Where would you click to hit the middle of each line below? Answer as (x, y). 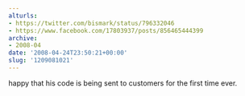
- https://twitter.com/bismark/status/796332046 (91, 23)
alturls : (23, 16)
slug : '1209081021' (41, 61)
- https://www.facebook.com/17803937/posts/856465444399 (106, 30)
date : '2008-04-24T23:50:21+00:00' (68, 53)
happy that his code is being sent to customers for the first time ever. (123, 83)
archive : (23, 38)
